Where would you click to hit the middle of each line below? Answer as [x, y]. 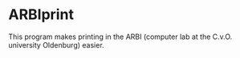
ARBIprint [41, 15]
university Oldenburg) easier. [56, 44]
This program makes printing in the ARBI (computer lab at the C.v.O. [120, 37]
